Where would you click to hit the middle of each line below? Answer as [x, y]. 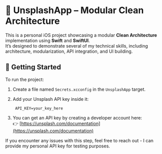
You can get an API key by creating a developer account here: [77, 118]
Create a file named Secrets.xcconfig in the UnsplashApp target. [79, 89]
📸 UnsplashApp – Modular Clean [74, 10]
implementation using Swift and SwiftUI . [48, 41]
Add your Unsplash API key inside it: [51, 99]
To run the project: [25, 79]
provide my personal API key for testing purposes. [58, 146]
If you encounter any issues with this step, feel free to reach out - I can [79, 140]
